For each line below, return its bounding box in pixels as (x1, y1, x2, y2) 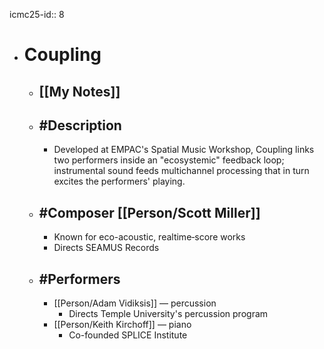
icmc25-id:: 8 (9, 9, 65, 20)
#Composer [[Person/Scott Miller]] (38, 204, 261, 221)
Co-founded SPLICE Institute (68, 329, 188, 341)
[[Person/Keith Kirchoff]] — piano (53, 319, 192, 331)
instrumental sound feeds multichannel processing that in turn (53, 165, 310, 177)
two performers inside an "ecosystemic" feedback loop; (53, 154, 285, 166)
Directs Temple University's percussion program (68, 308, 269, 320)
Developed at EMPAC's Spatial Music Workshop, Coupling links (53, 144, 315, 156)
